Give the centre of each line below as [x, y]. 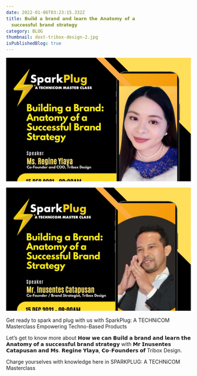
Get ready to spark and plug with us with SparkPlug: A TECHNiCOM [88, 320]
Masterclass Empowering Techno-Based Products [67, 327]
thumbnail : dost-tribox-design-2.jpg [52, 37]
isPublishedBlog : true [34, 44]
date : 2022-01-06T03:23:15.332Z [45, 12]
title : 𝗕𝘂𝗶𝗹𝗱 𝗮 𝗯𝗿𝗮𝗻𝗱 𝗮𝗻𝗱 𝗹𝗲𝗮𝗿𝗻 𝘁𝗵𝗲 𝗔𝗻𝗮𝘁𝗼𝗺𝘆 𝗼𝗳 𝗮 [71, 19]
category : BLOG [25, 31]
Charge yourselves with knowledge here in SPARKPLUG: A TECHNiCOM [93, 362]
